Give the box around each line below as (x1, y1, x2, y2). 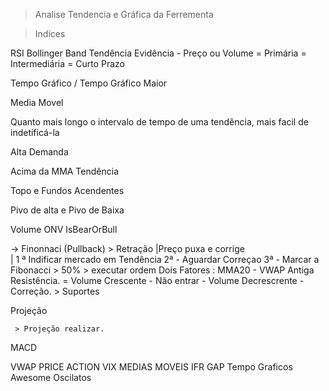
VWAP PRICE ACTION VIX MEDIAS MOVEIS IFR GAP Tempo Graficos (10, 361, 293, 373)
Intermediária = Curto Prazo (10, 58, 125, 69)
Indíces (34, 28, 66, 39)
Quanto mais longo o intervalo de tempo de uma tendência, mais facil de (10, 116, 309, 128)
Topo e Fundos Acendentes (10, 185, 125, 196)
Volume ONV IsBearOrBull (10, 224, 118, 235)
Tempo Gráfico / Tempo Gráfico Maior (10, 77, 168, 89)
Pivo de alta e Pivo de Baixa (10, 204, 125, 216)
